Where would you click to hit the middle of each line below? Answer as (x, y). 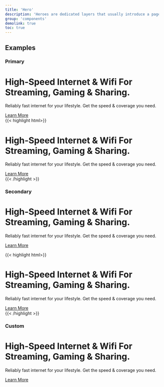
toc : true (15, 28)
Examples (20, 48)
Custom (15, 326)
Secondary (18, 192)
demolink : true (20, 23)
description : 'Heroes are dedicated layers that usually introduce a (77, 14)
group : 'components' (26, 19)
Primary (15, 62)
